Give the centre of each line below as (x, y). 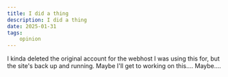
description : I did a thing (47, 20)
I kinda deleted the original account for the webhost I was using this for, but (114, 58)
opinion (30, 39)
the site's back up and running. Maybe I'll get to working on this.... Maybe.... (114, 66)
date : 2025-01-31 (32, 26)
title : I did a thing (38, 13)
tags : (15, 33)
